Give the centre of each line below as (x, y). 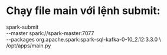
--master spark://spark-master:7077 (50, 33)
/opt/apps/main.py (29, 46)
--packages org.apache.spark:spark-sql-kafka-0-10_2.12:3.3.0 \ (83, 39)
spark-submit (22, 27)
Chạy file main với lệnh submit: (83, 11)
